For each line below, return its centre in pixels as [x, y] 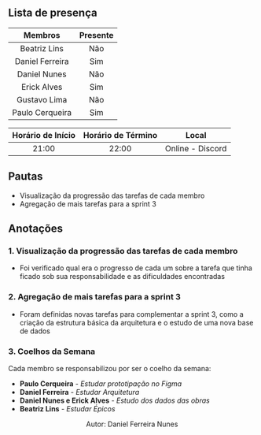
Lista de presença [53, 13]
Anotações [36, 229]
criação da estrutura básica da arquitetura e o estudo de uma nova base [136, 322]
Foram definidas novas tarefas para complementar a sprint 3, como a [131, 314]
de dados [35, 331]
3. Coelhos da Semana [52, 351]
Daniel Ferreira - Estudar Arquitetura [79, 392]
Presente [96, 35]
